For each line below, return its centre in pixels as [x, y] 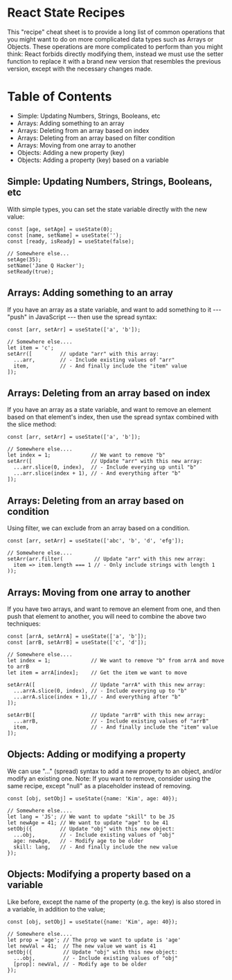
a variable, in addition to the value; [56, 909]
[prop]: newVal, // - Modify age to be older [80, 964]
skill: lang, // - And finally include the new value [96, 847]
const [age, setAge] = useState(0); [60, 229]
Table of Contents [60, 97]
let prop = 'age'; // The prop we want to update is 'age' [94, 940]
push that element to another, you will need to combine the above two [107, 616]
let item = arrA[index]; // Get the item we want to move [97, 673]
